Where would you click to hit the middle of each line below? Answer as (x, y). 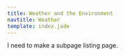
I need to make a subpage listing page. (62, 46)
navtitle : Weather (34, 20)
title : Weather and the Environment (60, 13)
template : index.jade (39, 26)
